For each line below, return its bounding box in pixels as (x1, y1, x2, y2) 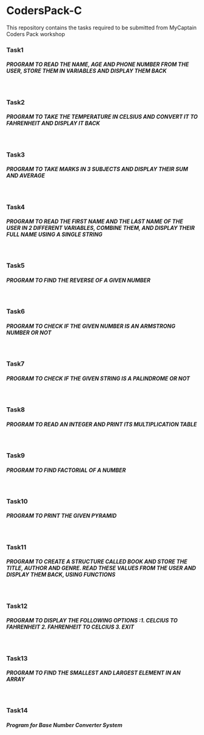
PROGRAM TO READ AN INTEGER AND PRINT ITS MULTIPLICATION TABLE (6, 420, 197, 428)
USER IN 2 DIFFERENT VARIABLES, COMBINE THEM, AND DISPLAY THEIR (6, 224, 195, 232)
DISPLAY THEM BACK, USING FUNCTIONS (6, 571, 116, 578)
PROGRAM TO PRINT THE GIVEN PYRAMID (6, 512, 117, 520)
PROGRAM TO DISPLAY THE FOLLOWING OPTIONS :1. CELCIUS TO (6, 617, 178, 624)
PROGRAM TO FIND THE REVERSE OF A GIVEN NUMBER (6, 276, 151, 284)
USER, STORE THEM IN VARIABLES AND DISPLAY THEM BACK (6, 67, 167, 75)
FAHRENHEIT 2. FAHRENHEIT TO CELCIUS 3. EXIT (6, 623, 135, 630)
